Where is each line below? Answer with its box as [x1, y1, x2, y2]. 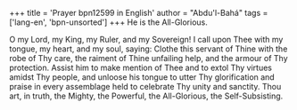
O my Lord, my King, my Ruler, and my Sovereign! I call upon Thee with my [9, 35, 284, 44]
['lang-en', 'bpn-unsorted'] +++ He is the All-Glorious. [9, 17, 208, 27]
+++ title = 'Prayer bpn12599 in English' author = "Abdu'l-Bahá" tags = [9, 8, 268, 18]
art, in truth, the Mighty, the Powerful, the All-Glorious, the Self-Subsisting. [9, 90, 284, 101]
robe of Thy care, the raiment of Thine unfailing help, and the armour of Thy [9, 53, 288, 63]
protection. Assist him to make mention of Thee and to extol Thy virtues [9, 62, 272, 73]
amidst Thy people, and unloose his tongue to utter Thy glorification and [9, 72, 275, 82]
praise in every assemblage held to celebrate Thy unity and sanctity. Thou [9, 82, 282, 91]
